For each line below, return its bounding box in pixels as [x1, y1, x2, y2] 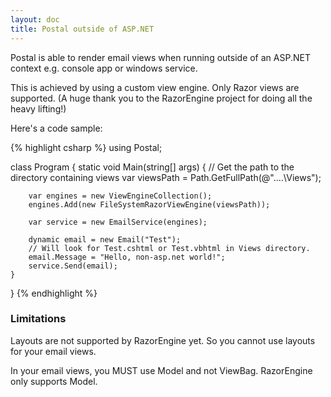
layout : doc [10, 14, 60, 25]
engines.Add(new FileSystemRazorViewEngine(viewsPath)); [28, 199, 271, 210]
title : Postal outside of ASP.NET [10, 24, 155, 34]
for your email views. [10, 345, 97, 357]
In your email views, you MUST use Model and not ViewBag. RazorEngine [10, 364, 313, 376]
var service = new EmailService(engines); [28, 217, 208, 227]
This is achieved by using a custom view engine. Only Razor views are [10, 81, 300, 93]
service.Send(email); [28, 261, 118, 271]
